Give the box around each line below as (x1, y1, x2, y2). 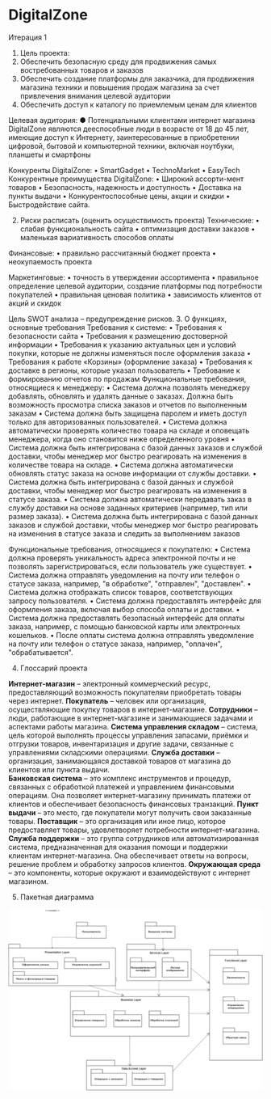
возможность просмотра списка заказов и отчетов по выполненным (8, 399, 248, 409)
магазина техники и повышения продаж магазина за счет (19, 82, 220, 92)
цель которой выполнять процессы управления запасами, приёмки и (8, 730, 248, 740)
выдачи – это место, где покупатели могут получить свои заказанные (8, 807, 252, 818)
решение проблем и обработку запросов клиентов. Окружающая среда (8, 859, 261, 869)
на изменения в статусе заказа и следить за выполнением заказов (8, 528, 240, 539)
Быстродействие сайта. (8, 200, 90, 209)
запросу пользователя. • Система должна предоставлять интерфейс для (8, 596, 262, 606)
